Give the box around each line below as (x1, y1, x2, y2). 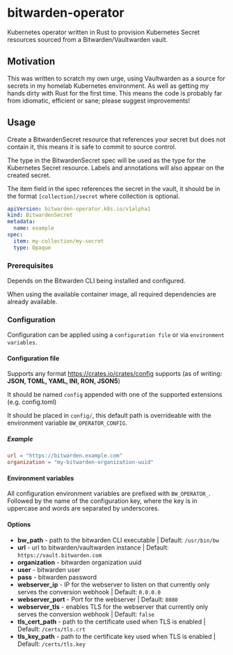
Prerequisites (7, 260, 54, 270)
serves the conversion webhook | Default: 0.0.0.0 (17, 587, 161, 596)
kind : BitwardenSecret (7, 211, 73, 219)
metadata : (7, 218, 36, 225)
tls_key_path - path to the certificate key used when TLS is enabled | (17, 632, 216, 640)
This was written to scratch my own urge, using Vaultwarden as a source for (7, 74, 226, 82)
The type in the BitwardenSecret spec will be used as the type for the (7, 156, 207, 165)
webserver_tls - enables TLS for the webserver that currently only (17, 602, 209, 611)
